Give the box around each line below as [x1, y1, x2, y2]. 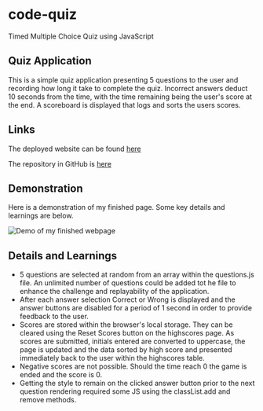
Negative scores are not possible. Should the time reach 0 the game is [19, 361, 247, 371]
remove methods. [19, 395, 77, 405]
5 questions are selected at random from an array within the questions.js [19, 270, 255, 280]
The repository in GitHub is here [8, 159, 112, 168]
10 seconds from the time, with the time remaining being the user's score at [8, 92, 253, 101]
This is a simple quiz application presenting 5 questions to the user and [8, 75, 239, 84]
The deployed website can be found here [8, 144, 141, 153]
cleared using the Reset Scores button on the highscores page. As [19, 328, 235, 338]
